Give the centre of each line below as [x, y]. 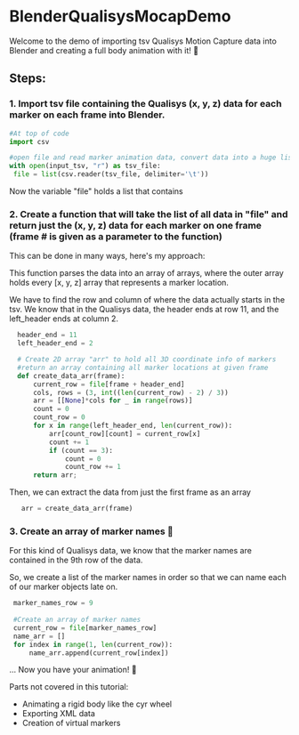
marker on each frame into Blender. [87, 115]
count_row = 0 [59, 417]
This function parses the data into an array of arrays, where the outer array [147, 273]
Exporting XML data [59, 714]
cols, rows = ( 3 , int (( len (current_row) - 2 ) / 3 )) [130, 392]
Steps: [28, 79]
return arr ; [55, 475]
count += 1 [69, 442]
